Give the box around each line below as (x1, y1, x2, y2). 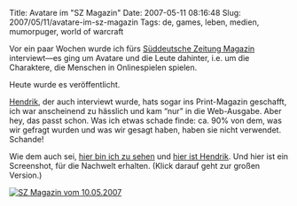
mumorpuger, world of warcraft (9, 27, 124, 36)
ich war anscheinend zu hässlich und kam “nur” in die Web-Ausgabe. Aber (9, 106, 282, 116)
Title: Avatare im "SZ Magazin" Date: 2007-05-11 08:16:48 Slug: (9, 8, 241, 18)
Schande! (9, 134, 44, 144)
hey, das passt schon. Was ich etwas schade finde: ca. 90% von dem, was (9, 115, 282, 126)
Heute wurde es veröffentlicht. (9, 80, 121, 89)
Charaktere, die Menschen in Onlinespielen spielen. (9, 62, 198, 72)
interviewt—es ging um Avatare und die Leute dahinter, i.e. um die (9, 53, 250, 63)
